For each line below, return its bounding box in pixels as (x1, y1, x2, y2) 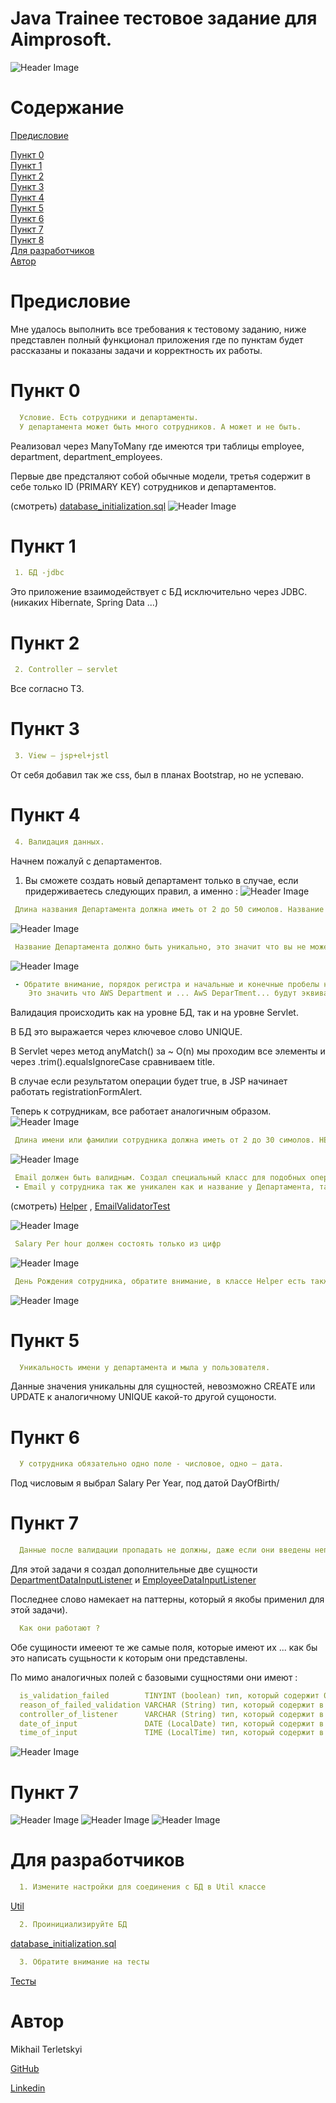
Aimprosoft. (10, 28, 113, 51)
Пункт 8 (10, 233, 45, 246)
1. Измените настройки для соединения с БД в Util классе (19, 1882, 267, 1892)
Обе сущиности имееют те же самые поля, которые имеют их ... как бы (10, 1641, 318, 1653)
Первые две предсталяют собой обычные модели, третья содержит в (10, 470, 311, 482)
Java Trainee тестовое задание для (10, 7, 318, 30)
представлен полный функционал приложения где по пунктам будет (10, 333, 304, 346)
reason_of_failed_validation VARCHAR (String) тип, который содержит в (19, 1700, 325, 1710)
